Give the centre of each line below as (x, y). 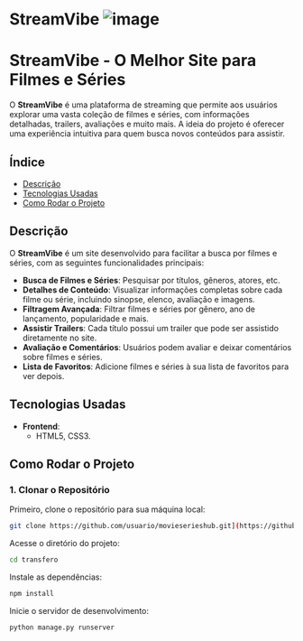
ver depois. (43, 376)
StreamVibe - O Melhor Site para (133, 61)
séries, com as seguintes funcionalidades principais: (107, 263)
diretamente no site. (60, 338)
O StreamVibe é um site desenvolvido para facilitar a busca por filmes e (143, 253)
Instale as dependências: (56, 577)
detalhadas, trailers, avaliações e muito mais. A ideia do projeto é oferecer (147, 124)
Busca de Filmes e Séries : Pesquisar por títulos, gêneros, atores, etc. (151, 280)
